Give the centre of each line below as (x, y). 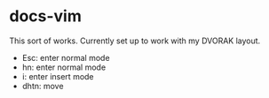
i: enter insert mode (58, 76)
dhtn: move (43, 86)
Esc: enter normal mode (66, 57)
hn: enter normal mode (64, 67)
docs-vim (46, 16)
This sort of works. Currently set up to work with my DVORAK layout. (135, 41)
